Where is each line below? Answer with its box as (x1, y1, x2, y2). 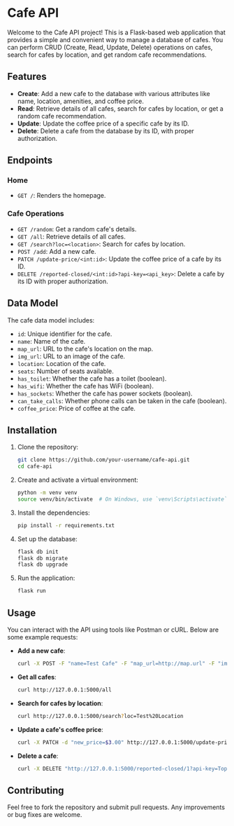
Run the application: (17, 574, 75, 583)
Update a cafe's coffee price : (17, 725, 103, 733)
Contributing (7, 784, 64, 797)
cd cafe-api (17, 463, 52, 470)
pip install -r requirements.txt (17, 522, 115, 529)
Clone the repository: (17, 443, 79, 452)
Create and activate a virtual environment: (17, 475, 138, 485)
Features (7, 71, 47, 83)
